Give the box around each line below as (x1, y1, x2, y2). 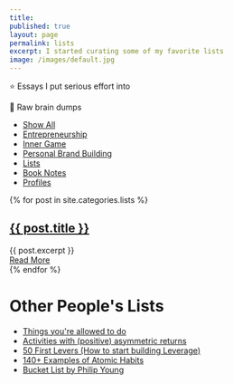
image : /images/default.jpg (9, 55, 116, 64)
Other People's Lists (9, 296, 164, 316)
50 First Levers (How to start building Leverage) (22, 345, 201, 356)
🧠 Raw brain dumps (9, 101, 82, 112)
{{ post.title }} (9, 221, 90, 236)
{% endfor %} (9, 264, 61, 274)
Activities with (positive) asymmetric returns (22, 335, 187, 346)
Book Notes (22, 168, 67, 178)
